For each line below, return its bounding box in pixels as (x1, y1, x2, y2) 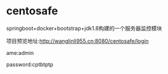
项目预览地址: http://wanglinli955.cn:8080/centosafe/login (6, 37, 149, 44)
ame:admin (6, 49, 34, 56)
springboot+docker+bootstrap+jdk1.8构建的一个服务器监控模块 (6, 24, 163, 32)
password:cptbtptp (6, 61, 54, 68)
